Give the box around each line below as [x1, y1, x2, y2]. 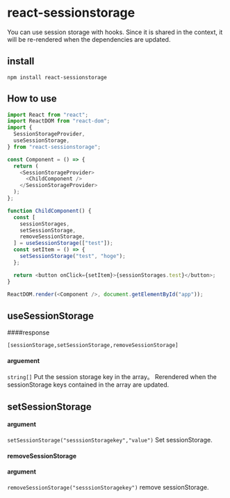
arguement [7, 356, 40, 364]
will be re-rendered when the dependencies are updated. [7, 35, 171, 43]
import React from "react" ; [7, 111, 89, 118]
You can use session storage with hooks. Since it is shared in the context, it [7, 28, 223, 36]
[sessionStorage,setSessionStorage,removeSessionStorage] [7, 342, 179, 349]
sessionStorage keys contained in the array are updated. [7, 380, 170, 389]
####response [7, 328, 50, 337]
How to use [7, 93, 57, 105]
